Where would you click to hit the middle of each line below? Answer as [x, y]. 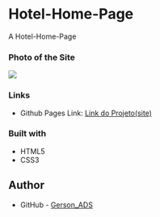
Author [26, 185]
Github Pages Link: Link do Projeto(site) [86, 113]
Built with [27, 134]
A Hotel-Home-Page [42, 36]
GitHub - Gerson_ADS [56, 204]
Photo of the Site [42, 57]
